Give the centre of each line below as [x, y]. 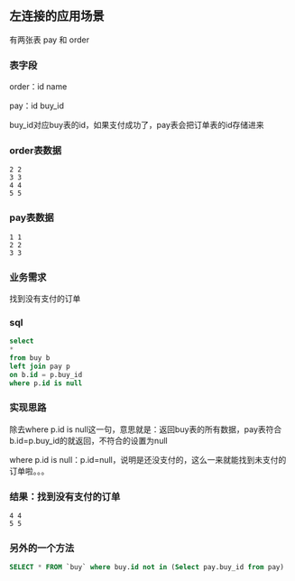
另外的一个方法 [42, 549]
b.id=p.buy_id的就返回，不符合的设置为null [89, 440]
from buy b [30, 358]
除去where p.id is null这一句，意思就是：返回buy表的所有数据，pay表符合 [146, 429]
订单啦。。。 [29, 471]
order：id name [38, 87]
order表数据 [36, 151]
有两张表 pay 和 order [50, 40]
